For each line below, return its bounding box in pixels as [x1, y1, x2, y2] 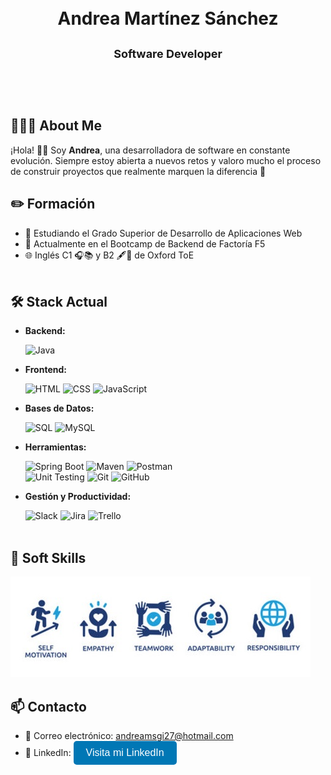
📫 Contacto [10, 698, 87, 715]
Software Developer [113, 46, 223, 61]
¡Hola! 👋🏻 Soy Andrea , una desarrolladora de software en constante [10, 144, 291, 156]
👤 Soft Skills [10, 549, 87, 566]
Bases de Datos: [24, 402, 95, 415]
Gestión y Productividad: [24, 491, 132, 503]
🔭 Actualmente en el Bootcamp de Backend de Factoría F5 [24, 237, 266, 250]
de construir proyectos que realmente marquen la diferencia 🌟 [10, 165, 267, 177]
